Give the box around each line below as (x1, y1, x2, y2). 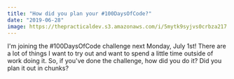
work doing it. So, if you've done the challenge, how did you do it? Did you (7, 57, 222, 65)
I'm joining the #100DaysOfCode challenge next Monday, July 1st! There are (7, 42, 226, 51)
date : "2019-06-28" (7, 17, 64, 24)
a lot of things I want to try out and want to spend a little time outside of (7, 49, 214, 58)
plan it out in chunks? (7, 64, 69, 73)
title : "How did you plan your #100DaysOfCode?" (7, 10, 152, 17)
